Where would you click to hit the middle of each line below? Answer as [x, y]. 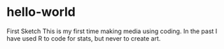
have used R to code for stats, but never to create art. [84, 38]
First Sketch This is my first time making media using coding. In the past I [112, 31]
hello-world [41, 12]
